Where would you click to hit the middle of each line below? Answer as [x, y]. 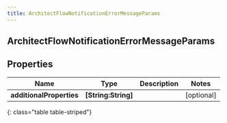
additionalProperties [44, 95]
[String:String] [109, 95]
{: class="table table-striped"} [50, 112]
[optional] [201, 95]
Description [159, 83]
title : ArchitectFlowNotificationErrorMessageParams [84, 13]
